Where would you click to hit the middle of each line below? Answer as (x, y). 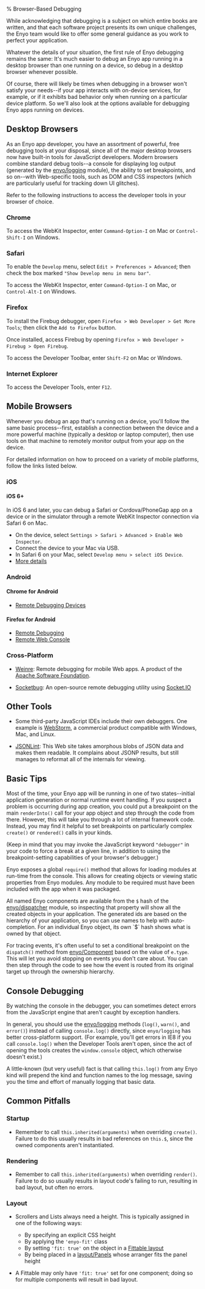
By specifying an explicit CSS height (70, 1235)
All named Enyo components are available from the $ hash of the (88, 901)
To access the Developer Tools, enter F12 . (59, 387)
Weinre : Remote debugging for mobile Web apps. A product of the (99, 668)
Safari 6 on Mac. (27, 523)
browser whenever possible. (42, 72)
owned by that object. (34, 934)
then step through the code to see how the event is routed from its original (100, 965)
